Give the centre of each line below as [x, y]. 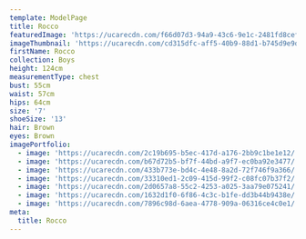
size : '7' [28, 111]
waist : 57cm [32, 94]
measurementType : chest [55, 77]
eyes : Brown [32, 136]
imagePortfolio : [40, 144]
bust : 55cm [30, 85]
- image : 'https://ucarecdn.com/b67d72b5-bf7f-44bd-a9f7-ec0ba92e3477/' [158, 161]
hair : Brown [32, 128]
